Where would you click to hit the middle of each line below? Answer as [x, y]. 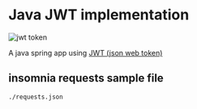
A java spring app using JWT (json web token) [86, 52]
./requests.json [36, 97]
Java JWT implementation [99, 15]
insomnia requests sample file [86, 78]
